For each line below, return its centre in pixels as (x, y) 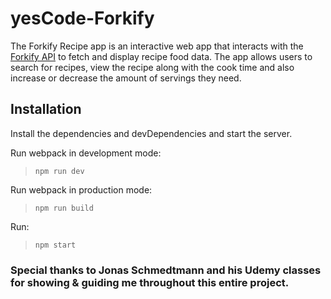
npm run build (64, 208)
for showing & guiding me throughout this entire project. (150, 282)
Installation (46, 109)
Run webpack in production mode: (81, 189)
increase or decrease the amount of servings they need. (126, 78)
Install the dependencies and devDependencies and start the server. (151, 133)
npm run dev (59, 171)
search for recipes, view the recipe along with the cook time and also (152, 67)
